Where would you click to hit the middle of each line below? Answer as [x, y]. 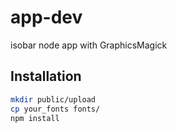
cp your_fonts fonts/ [55, 109]
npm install [35, 118]
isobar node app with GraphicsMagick [89, 45]
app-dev [46, 17]
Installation [46, 76]
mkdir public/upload [53, 99]
